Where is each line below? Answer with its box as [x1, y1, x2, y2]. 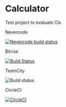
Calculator [5, 3, 49, 14]
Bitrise [5, 48, 18, 54]
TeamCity [5, 68, 25, 74]
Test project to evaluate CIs [5, 19, 61, 25]
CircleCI [5, 87, 22, 93]
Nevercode [5, 29, 28, 35]
